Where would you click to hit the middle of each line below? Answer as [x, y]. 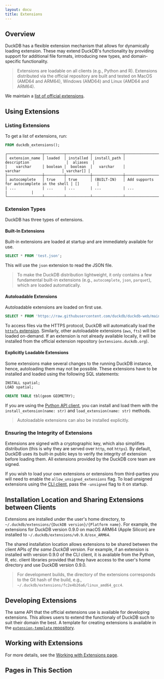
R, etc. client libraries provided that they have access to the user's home [78, 560]
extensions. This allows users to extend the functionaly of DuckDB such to [80, 617]
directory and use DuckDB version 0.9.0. [46, 565]
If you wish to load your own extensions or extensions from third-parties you [82, 474]
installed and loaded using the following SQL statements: [62, 374]
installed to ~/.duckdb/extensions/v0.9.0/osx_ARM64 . [58, 535]
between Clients [31, 507]
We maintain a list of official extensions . [45, 96]
